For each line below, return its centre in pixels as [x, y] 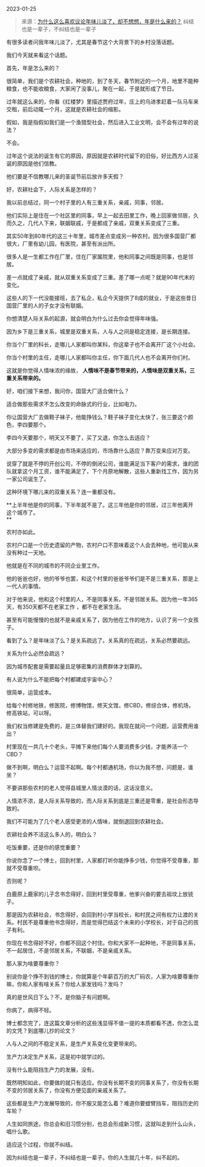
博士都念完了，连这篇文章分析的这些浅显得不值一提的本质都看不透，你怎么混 [103, 1023]
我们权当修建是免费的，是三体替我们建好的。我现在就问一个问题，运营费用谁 [103, 726]
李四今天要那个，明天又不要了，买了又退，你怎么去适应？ [78, 437]
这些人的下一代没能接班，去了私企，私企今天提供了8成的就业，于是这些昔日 [102, 298]
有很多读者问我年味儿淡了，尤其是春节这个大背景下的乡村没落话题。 [92, 42]
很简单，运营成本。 [31, 692]
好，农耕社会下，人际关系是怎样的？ [52, 189]
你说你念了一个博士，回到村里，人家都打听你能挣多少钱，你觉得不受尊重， [100, 860]
